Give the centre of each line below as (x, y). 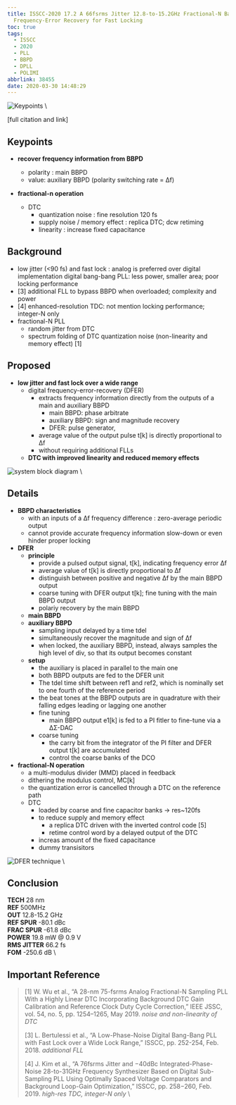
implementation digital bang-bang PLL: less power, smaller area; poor (118, 276)
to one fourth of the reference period (92, 690)
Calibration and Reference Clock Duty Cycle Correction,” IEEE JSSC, (123, 1007)
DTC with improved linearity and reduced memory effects (114, 457)
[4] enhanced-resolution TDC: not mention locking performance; (111, 306)
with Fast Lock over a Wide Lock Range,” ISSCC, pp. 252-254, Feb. (122, 1043)
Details (23, 494)
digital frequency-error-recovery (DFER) (86, 390)
